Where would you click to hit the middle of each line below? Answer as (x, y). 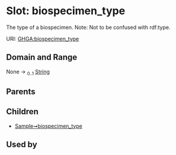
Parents (21, 91)
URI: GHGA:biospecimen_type (43, 38)
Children (22, 112)
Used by (22, 145)
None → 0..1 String (28, 72)
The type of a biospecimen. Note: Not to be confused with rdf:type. (88, 27)
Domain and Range (42, 57)
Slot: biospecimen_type (66, 11)
